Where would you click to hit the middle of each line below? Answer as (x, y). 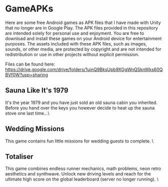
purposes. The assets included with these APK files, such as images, (76, 43)
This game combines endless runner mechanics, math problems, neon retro (83, 168)
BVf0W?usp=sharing (27, 74)
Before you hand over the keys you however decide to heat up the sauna (80, 107)
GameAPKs (29, 9)
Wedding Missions (35, 129)
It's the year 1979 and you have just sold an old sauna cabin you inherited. (81, 102)
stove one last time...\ (27, 113)
